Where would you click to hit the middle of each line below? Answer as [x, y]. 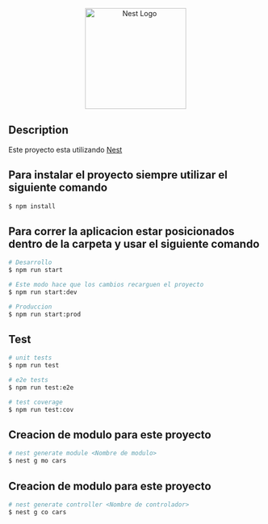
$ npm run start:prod [45, 314]
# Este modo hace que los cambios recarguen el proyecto [106, 285]
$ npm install [32, 206]
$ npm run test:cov [41, 409]
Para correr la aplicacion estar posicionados [121, 231]
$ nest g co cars [38, 512]
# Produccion [30, 307]
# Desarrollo [30, 262]
